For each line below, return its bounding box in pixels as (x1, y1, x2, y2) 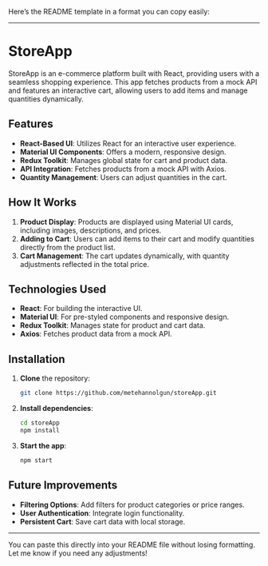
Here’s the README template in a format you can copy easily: (8, 7, 210, 16)
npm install (19, 426, 60, 434)
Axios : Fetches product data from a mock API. (19, 329, 173, 339)
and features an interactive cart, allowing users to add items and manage (8, 86, 248, 95)
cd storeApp (19, 419, 60, 427)
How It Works (8, 196, 77, 209)
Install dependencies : (19, 404, 93, 413)
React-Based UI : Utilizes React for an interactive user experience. (19, 138, 237, 148)
